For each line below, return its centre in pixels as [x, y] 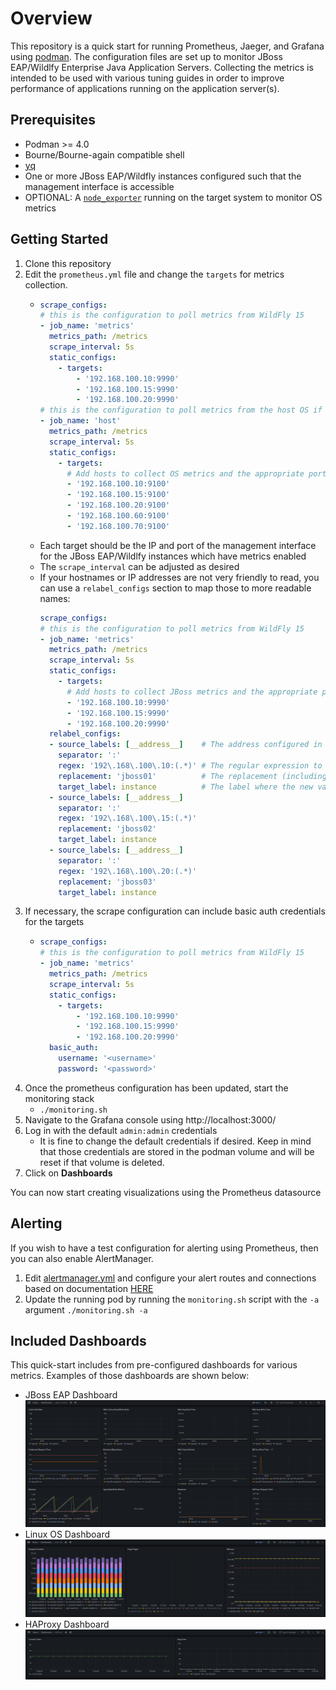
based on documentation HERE [89, 1288]
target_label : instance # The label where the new [186, 787]
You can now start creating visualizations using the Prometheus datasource [166, 1192]
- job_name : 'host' [80, 421]
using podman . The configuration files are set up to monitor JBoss [146, 56]
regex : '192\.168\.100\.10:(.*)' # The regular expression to [190, 766]
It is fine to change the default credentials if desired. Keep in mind [175, 1141]
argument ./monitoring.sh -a [86, 1309]
